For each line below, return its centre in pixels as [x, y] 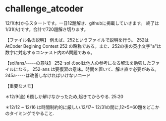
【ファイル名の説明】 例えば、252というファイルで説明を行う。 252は [77, 40]
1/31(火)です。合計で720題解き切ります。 [47, 29]
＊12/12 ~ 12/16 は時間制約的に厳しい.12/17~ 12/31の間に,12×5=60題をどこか [82, 107]
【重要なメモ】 [20, 86]
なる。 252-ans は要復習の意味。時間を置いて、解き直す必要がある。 [89, 69]
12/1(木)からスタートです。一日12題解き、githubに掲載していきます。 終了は [82, 23]
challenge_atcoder [44, 9]
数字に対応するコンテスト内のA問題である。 [50, 52]
